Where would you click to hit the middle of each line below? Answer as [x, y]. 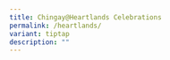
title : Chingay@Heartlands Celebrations [86, 17]
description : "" [39, 42]
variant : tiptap [39, 34]
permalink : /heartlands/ [55, 26]
